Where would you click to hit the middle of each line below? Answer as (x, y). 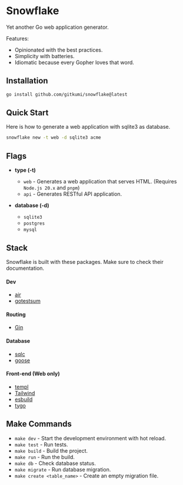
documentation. (25, 268)
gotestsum (28, 301)
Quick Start (27, 113)
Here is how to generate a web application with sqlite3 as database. (88, 127)
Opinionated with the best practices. (59, 50)
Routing (16, 314)
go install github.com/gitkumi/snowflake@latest (67, 94)
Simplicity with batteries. (44, 56)
